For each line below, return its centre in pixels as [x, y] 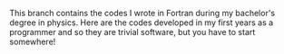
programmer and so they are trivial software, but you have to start [132, 32]
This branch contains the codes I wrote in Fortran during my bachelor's [142, 13]
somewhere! [33, 41]
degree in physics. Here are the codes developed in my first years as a [142, 22]
